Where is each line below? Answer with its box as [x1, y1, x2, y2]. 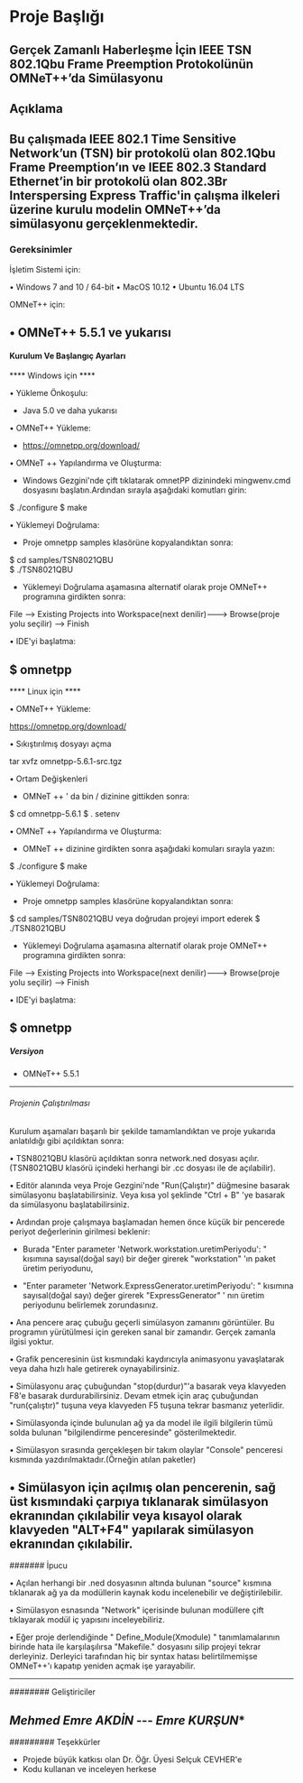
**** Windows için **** [9, 370, 96, 381]
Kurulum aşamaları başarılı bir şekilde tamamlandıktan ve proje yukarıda [9, 1125, 276, 1136]
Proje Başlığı [9, 6, 105, 27]
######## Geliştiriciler [9, 1686, 96, 1697]
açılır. [239, 1152, 260, 1163]
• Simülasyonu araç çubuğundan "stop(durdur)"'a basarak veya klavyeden [9, 1381, 287, 1391]
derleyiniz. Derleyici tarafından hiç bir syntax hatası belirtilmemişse [9, 1651, 259, 1662]
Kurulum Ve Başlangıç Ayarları [9, 350, 126, 361]
